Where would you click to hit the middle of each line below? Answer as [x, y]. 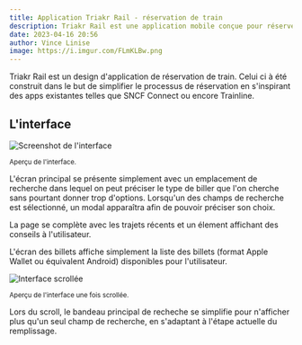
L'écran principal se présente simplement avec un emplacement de [133, 178]
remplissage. [33, 331]
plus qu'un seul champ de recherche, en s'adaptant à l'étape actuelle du [143, 321]
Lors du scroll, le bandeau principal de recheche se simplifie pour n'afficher [150, 312]
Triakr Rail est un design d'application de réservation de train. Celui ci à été [148, 76]
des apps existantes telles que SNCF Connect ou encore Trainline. [132, 96]
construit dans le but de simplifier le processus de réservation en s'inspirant [150, 86]
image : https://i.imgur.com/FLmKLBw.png [86, 51]
